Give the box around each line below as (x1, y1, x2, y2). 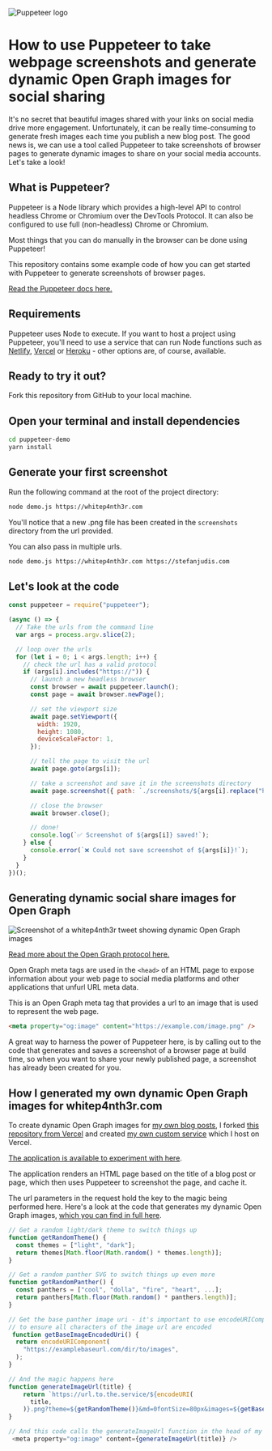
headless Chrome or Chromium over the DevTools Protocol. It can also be (8, 210, 253, 220)
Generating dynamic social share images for (8, 891, 236, 905)
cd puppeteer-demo (8, 435, 70, 444)
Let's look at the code (8, 579, 120, 593)
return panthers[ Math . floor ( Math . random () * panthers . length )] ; (15, 1293, 237, 1302)
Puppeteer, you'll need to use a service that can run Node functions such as (8, 337, 262, 347)
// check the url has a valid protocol (23, 660, 158, 668)
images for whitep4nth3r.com (8, 1099, 164, 1113)
